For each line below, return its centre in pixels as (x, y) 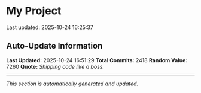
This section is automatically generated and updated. (72, 84)
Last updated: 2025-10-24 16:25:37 (50, 27)
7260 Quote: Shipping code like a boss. (55, 66)
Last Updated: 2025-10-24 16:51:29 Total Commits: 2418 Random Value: (97, 60)
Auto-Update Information (54, 46)
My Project (34, 11)
